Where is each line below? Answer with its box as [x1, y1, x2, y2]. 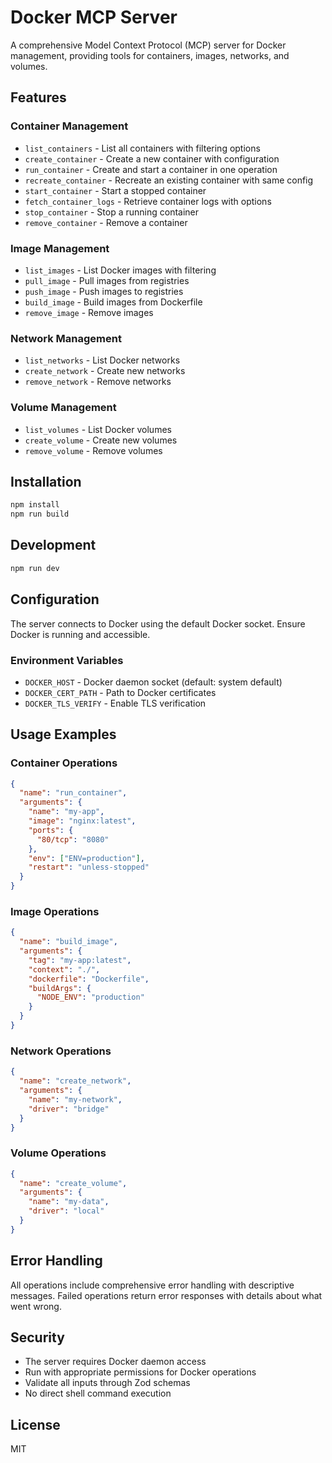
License [10, 1416, 61, 1433]
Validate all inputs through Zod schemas [24, 1377, 191, 1389]
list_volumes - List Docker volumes [24, 423, 172, 435]
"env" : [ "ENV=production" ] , [28, 853, 145, 863]
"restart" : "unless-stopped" [28, 862, 150, 873]
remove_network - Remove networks [24, 376, 172, 388]
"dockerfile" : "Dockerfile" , [28, 974, 150, 984]
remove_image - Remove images [24, 306, 154, 318]
